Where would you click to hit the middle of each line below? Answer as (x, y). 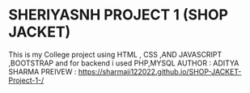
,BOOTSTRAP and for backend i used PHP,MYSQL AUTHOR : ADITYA (124, 63)
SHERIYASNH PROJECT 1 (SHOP (119, 15)
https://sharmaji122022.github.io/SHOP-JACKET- (160, 71)
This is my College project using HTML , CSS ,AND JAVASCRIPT (115, 54)
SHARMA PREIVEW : (42, 71)
